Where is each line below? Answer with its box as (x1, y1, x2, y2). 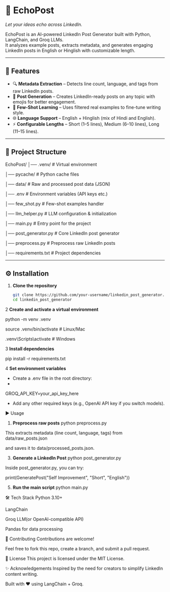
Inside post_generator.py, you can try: (5, 465, 84, 471)
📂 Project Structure (5, 148, 67, 156)
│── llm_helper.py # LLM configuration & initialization (5, 210, 117, 216)
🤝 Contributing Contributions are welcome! (5, 536, 95, 542)
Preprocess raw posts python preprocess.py (12, 420, 107, 426)
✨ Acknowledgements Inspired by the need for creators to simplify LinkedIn (5, 566, 163, 572)
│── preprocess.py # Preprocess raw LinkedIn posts (5, 240, 115, 246)
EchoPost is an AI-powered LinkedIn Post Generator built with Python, (5, 31, 151, 37)
